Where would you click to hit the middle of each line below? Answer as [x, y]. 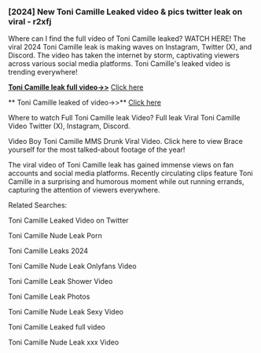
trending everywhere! [43, 72]
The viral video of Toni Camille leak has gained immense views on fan [121, 165]
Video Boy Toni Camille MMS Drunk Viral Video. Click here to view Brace [126, 142]
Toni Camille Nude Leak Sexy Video [66, 312]
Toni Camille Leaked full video [57, 327]
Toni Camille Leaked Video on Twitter [68, 221]
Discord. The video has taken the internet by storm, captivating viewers [124, 55]
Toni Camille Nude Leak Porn [55, 236]
